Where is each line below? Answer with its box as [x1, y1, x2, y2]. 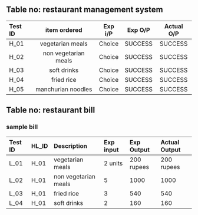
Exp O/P [127, 26, 150, 34]
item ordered [45, 26, 82, 34]
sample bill [6, 123, 38, 131]
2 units [104, 159, 123, 167]
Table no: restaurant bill [6, 105, 95, 115]
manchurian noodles [35, 85, 93, 93]
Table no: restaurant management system [6, 5, 163, 15]
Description [54, 141, 87, 150]
